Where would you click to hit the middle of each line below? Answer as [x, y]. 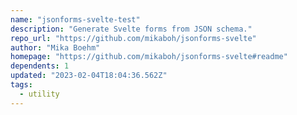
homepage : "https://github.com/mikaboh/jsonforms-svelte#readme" [149, 57]
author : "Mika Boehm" [55, 47]
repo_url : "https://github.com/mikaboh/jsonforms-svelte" [133, 38]
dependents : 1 [40, 66]
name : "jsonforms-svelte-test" [75, 19]
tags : [21, 85]
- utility [39, 94]
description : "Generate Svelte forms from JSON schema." [131, 29]
